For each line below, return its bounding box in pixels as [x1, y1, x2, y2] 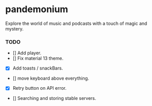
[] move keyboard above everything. [12, 75, 89, 82]
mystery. [5, 25, 24, 31]
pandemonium [5, 4, 68, 15]
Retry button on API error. [12, 85, 67, 91]
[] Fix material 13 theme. [12, 55, 64, 61]
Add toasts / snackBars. [12, 65, 63, 72]
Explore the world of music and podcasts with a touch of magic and [5, 20, 147, 26]
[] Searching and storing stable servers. [12, 95, 96, 101]
